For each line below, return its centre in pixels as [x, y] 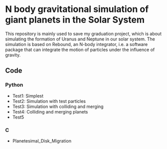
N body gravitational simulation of [77, 9]
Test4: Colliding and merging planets [50, 111]
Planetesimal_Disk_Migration [42, 140]
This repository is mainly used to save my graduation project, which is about [83, 33]
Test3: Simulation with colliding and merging [58, 106]
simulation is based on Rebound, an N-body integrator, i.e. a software [77, 44]
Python [14, 85]
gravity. [13, 55]
